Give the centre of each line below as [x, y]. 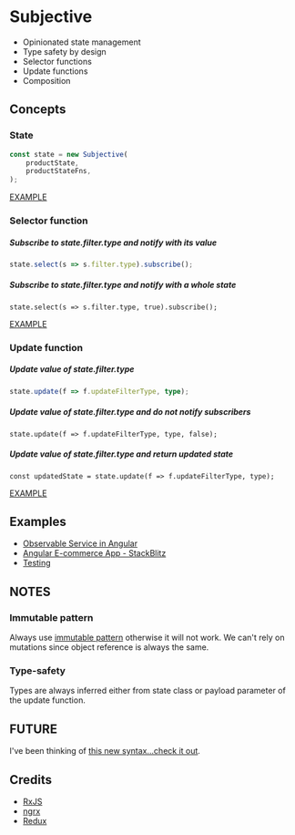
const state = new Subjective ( [69, 154]
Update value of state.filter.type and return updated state [122, 454]
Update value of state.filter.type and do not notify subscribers [130, 412]
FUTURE [33, 729]
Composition [46, 80]
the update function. [48, 700]
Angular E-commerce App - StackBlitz [94, 553]
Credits [31, 780]
